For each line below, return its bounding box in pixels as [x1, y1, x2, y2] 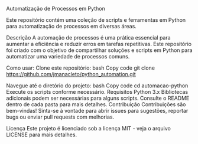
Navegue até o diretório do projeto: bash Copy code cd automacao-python [6, 82, 189, 89]
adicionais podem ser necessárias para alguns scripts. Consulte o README [6, 94, 190, 102]
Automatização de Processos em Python [6, 5, 105, 12]
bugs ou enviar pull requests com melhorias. [6, 113, 115, 120]
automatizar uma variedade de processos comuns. [6, 53, 130, 60]
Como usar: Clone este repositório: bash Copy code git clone [6, 64, 155, 71]
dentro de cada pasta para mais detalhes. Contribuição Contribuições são [6, 101, 186, 108]
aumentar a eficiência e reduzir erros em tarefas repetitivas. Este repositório [6, 41, 192, 47]
